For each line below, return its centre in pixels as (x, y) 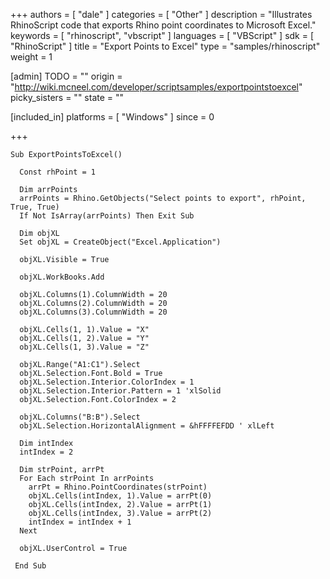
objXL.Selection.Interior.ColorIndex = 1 (107, 382)
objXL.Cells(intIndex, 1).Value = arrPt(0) (120, 496)
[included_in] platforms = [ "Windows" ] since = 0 (112, 117)
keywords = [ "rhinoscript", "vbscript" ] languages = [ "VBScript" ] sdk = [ (162, 35)
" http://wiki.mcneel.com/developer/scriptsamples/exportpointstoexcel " (156, 87)
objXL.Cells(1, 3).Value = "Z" (84, 347)
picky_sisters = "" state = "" (67, 97)
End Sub (30, 566)
